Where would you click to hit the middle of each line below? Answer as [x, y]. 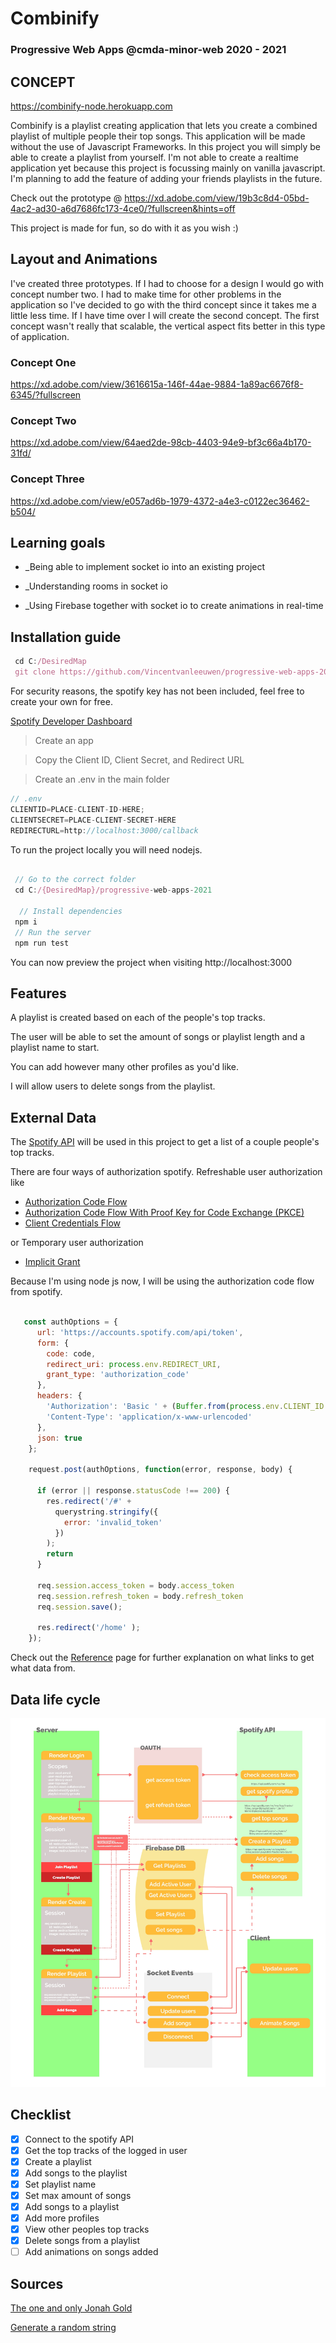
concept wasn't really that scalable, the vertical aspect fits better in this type [168, 326]
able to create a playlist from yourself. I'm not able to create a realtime [154, 157]
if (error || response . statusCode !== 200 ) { [133, 1491]
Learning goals [58, 543]
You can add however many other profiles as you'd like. [125, 1067]
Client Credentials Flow [72, 1223]
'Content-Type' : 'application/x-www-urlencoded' [149, 1417]
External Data [53, 1117]
